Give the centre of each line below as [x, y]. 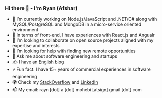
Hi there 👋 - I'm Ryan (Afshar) [41, 8]
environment [25, 30]
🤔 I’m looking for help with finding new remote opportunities [74, 51]
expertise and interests [36, 46]
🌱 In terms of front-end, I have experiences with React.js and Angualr [83, 35]
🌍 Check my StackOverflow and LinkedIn [55, 82]
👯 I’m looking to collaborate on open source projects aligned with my [83, 40]
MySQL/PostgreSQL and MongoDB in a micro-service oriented [76, 24]
